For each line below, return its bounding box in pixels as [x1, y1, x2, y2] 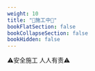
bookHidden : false [7, 36, 60, 43]
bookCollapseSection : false [7, 29, 89, 37]
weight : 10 [7, 10, 39, 17]
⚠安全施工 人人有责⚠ [7, 56, 71, 65]
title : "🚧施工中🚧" [7, 17, 58, 24]
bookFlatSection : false [7, 23, 76, 30]
